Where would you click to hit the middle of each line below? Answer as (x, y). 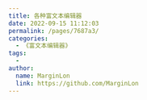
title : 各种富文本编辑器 (45, 16)
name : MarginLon (43, 76)
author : (21, 69)
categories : (28, 38)
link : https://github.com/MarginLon (77, 83)
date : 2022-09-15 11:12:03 (54, 23)
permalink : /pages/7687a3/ (54, 31)
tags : (17, 53)
